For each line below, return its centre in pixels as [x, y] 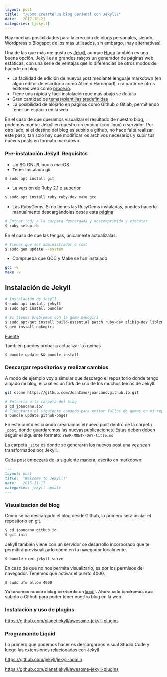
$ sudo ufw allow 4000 [29, 583]
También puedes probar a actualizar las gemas [53, 345]
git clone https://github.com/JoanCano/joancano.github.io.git [72, 392]
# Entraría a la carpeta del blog [41, 401]
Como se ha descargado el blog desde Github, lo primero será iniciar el [78, 515]
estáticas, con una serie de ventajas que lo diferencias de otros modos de [81, 63]
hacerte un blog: [22, 69]
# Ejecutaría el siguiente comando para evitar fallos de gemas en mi [80, 411]
